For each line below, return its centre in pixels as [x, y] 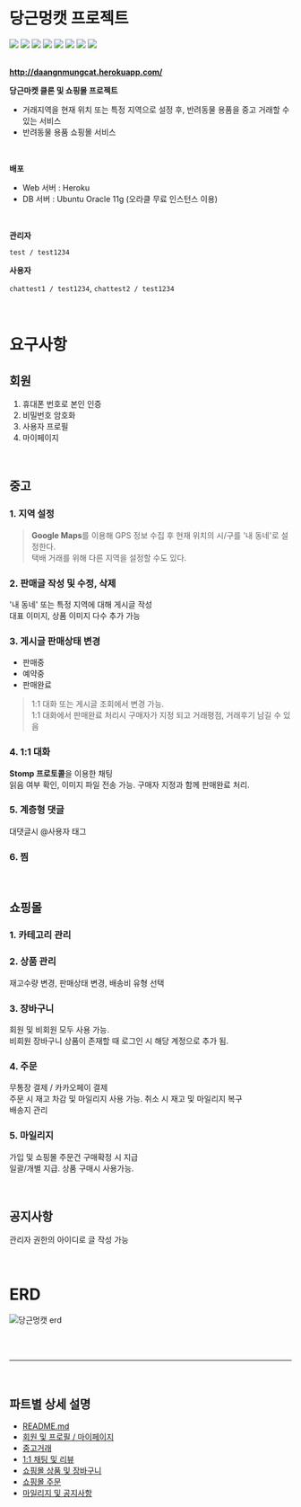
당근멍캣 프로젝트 [69, 18]
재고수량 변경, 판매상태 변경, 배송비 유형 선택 [87, 983]
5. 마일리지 [31, 1136]
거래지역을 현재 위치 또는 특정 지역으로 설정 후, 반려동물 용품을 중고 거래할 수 [156, 110]
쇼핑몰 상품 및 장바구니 [62, 1471]
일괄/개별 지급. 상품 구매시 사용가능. [72, 1168]
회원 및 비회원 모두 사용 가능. [60, 1030]
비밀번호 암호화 [49, 415]
